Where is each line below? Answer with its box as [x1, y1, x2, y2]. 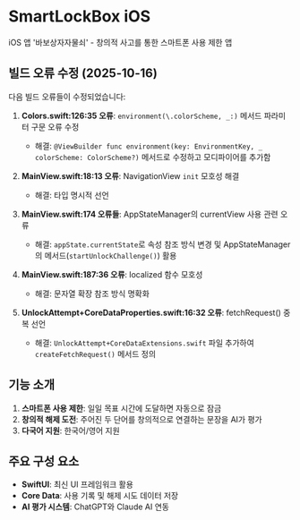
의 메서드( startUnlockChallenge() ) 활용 [34, 250, 177, 260]
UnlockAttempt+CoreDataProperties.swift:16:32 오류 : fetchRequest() [21, 307, 281, 318]
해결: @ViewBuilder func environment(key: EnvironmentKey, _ [34, 141, 263, 151]
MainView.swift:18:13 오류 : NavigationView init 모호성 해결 [21, 170, 240, 181]
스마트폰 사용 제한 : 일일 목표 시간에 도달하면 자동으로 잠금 [21, 403, 222, 413]
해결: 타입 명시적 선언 [34, 190, 109, 200]
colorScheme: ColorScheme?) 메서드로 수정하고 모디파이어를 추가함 [34, 151, 271, 162]
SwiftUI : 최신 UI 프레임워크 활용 [21, 479, 133, 490]
